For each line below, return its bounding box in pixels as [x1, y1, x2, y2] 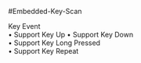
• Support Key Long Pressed [8, 38, 100, 47]
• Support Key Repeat [8, 47, 79, 55]
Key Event [8, 22, 41, 30]
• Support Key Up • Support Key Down [8, 30, 134, 39]
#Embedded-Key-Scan [8, 7, 82, 16]
